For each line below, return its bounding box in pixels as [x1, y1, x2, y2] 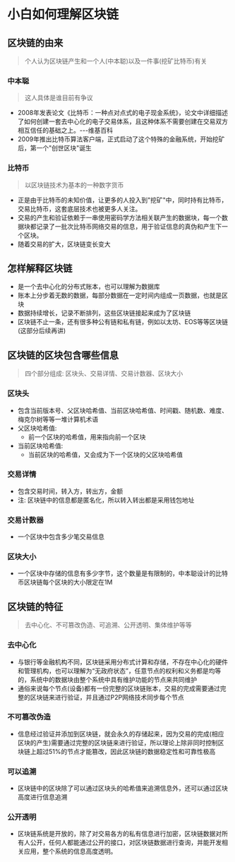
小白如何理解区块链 [7, 6, 119, 23]
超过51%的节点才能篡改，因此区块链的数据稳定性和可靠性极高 [36, 747, 216, 755]
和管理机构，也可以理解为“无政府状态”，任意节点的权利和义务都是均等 [17, 666, 222, 675]
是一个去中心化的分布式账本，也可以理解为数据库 [17, 282, 160, 291]
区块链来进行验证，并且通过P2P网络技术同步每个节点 [30, 693, 185, 701]
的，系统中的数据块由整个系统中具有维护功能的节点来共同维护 [17, 675, 198, 683]
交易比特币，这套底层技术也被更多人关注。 [17, 204, 142, 212]
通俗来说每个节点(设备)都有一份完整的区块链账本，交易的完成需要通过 [17, 684, 221, 693]
